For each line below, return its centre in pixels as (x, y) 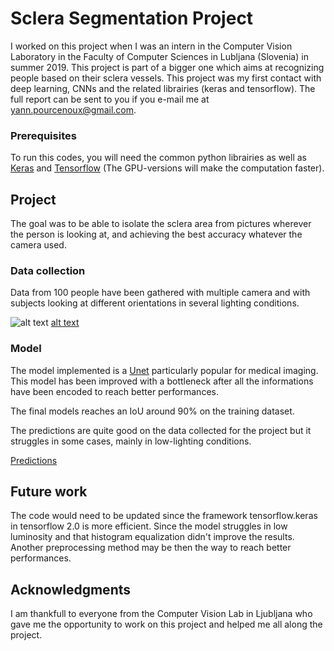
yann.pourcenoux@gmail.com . (73, 109)
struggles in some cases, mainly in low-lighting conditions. (131, 441)
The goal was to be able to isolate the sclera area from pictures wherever (161, 224)
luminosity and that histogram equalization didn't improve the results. (152, 537)
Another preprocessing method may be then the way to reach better (151, 548)
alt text (65, 323)
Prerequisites (43, 135)
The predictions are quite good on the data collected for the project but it (161, 430)
